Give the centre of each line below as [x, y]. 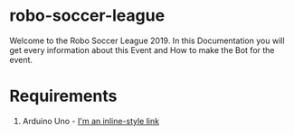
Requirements [63, 96]
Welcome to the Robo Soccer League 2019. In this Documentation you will [147, 40]
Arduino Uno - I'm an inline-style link [91, 121]
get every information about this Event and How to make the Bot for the [142, 49]
